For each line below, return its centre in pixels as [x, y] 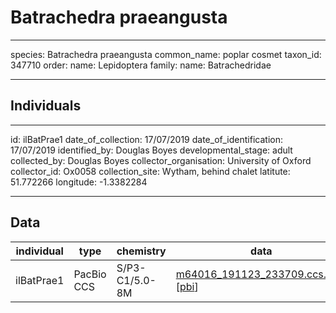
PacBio [90, 274]
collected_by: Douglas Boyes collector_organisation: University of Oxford [161, 160]
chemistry [141, 251]
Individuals [46, 106]
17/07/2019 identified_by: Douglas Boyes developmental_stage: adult [151, 150]
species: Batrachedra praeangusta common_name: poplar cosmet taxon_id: [166, 54]
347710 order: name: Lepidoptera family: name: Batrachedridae [141, 65]
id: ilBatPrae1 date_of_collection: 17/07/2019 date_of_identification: [146, 139]
